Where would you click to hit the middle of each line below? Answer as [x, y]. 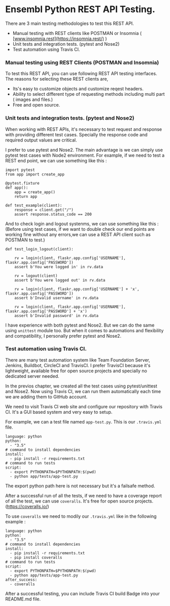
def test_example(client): [34, 205]
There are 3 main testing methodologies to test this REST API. [70, 23]
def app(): [17, 188]
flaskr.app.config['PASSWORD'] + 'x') [46, 311]
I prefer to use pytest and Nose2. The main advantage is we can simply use [84, 150]
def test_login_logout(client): [39, 249]
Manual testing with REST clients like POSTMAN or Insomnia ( [77, 33]
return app [26, 196]
